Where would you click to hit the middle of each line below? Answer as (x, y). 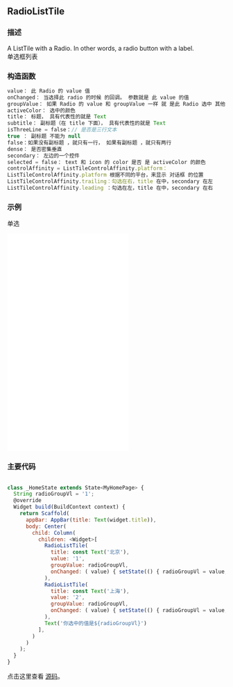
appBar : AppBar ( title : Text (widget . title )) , (91, 520)
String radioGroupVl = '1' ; (54, 494)
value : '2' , (68, 597)
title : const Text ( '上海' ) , (90, 591)
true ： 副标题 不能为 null (44, 136)
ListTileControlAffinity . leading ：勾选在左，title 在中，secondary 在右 (110, 188)
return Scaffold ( (45, 514)
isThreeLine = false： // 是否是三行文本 (62, 130)
